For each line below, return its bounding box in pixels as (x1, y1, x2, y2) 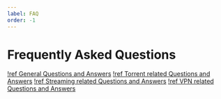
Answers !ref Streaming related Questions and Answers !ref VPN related (7, 77, 214, 86)
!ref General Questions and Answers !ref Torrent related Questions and (7, 70, 211, 78)
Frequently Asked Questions (7, 47, 176, 63)
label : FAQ (7, 10, 39, 17)
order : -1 (7, 17, 36, 24)
